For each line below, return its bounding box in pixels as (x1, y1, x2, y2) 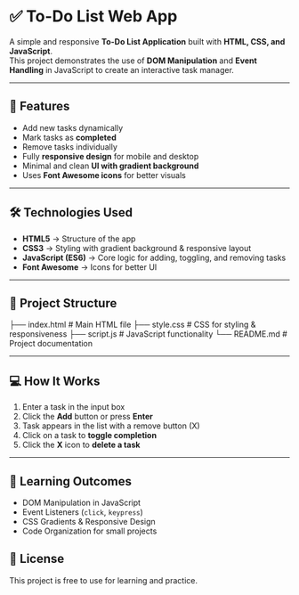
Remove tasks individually (21, 141, 118, 152)
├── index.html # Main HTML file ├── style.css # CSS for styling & (9, 319, 256, 330)
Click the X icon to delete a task (21, 439, 141, 451)
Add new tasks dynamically (21, 122, 124, 133)
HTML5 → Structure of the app (21, 233, 136, 244)
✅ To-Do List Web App (9, 6, 178, 27)
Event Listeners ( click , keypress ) (21, 507, 144, 518)
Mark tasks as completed (21, 132, 117, 143)
